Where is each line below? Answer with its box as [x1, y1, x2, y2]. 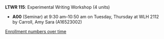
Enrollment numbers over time [5, 29, 67, 34]
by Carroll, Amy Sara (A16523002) [12, 19, 82, 25]
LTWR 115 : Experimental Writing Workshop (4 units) [5, 4, 110, 10]
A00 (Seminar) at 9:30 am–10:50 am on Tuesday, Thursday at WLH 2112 [12, 14, 159, 19]
